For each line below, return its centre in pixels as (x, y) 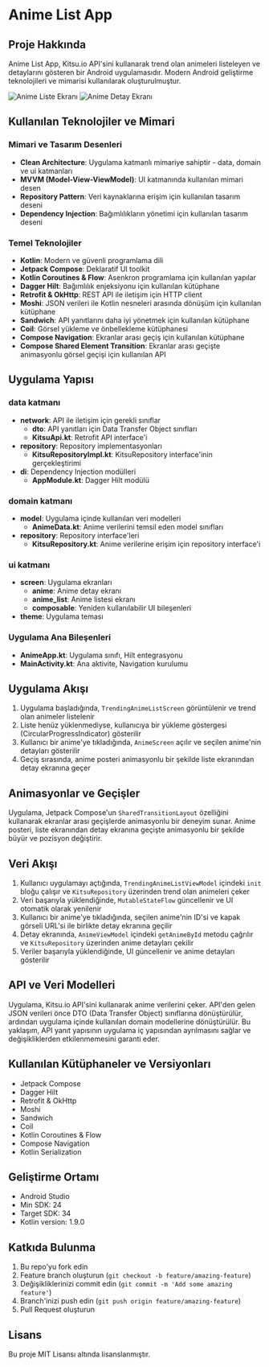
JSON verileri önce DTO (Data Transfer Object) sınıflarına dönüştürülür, (126, 1013)
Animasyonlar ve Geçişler (74, 793)
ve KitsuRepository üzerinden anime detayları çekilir (107, 943)
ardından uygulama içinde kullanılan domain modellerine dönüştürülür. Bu (130, 1021)
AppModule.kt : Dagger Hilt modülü (91, 480)
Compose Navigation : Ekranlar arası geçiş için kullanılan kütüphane (132, 337)
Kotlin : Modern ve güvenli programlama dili (92, 260)
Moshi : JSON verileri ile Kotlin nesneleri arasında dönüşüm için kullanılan (141, 303)
